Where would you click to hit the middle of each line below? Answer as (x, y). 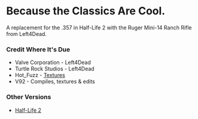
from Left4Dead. (26, 33)
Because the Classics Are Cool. (86, 11)
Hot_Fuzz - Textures (40, 75)
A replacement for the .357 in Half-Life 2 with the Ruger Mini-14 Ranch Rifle (99, 28)
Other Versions (29, 97)
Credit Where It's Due (38, 49)
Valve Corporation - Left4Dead (53, 62)
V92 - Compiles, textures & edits (55, 81)
